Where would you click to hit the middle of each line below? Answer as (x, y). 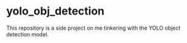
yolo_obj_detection (55, 11)
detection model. (27, 34)
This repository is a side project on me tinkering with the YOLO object (94, 28)
